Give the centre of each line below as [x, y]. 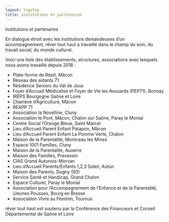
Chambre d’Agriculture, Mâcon [44, 101]
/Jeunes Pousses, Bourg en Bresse [49, 193]
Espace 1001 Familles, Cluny [42, 144]
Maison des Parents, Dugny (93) [46, 172]
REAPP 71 [22, 107]
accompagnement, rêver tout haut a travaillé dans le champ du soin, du [79, 44]
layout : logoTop [22, 10]
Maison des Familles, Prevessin [45, 156]
